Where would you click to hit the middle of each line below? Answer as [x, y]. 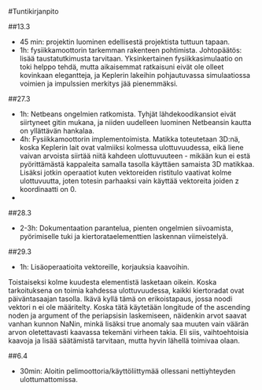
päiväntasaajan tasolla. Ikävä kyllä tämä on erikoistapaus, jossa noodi [120, 299]
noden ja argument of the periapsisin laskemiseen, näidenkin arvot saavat [127, 315]
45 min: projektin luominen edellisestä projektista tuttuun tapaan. [125, 42]
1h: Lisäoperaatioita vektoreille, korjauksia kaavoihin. [105, 267]
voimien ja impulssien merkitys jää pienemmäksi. [99, 83]
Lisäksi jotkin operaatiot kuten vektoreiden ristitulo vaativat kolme [125, 173]
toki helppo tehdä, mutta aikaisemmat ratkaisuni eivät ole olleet [122, 67]
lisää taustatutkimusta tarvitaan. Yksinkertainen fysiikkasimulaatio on [131, 59]
